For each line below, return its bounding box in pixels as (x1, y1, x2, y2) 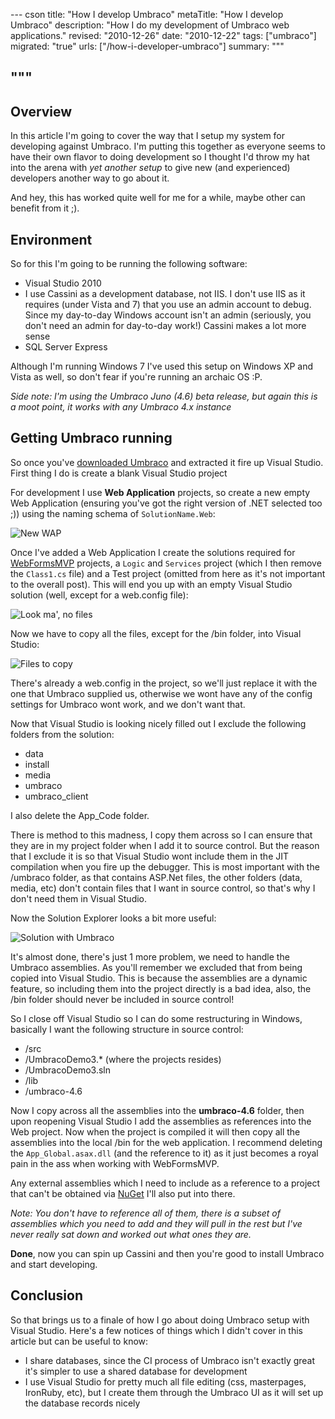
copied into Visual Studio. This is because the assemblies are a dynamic (10, 972, 308, 984)
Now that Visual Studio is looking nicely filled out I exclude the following (10, 717, 307, 729)
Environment (10, 231, 93, 248)
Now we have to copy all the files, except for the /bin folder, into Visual (10, 627, 302, 639)
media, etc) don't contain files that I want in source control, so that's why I (10, 882, 316, 894)
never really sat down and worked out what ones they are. (10, 1228, 252, 1240)
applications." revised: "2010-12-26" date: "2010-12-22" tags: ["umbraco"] (10, 30, 317, 41)
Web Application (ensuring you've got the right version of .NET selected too (10, 497, 323, 509)
